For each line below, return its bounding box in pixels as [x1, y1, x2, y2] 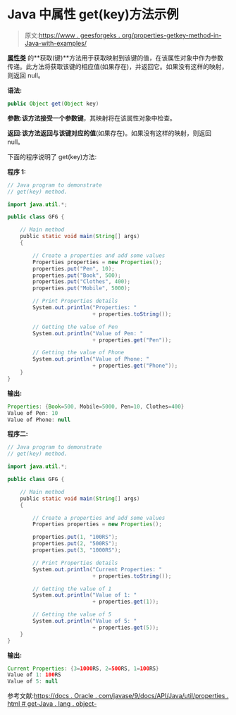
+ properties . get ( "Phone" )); [92, 362, 178, 370]
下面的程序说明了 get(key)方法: [7, 152, 97, 161]
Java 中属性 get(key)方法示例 [7, 6, 180, 23]
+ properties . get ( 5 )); [92, 624, 159, 631]
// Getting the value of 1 [32, 585, 112, 592]
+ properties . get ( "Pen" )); [92, 336, 172, 344]
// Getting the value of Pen [32, 323, 118, 330]
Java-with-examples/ [24, 39, 87, 47]
